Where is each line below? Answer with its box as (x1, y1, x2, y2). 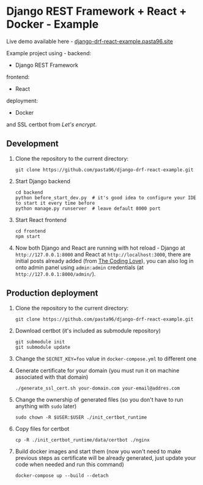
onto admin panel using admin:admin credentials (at (15, 264, 144, 271)
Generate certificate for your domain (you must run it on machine (15, 367, 180, 374)
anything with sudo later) (15, 402, 77, 410)
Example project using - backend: (6, 49, 92, 56)
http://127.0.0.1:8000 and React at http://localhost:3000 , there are (15, 250, 191, 258)
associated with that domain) (15, 373, 89, 381)
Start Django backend (15, 177, 70, 185)
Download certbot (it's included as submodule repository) (15, 327, 161, 334)
